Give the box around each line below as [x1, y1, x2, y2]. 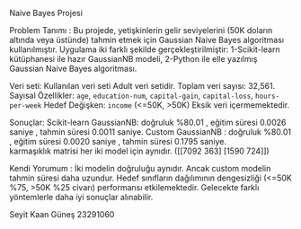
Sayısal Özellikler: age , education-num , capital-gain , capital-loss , [9, 90, 253, 101]
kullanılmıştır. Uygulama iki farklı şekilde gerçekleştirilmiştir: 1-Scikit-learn [9, 44, 280, 55]
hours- [254, 92, 280, 101]
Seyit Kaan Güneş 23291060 [9, 209, 115, 219]
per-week [9, 101, 42, 110]
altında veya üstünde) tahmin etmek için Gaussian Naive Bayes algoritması [9, 35, 285, 45]
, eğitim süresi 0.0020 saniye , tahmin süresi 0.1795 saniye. [9, 137, 227, 146]
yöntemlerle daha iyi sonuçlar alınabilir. [9, 192, 154, 202]
